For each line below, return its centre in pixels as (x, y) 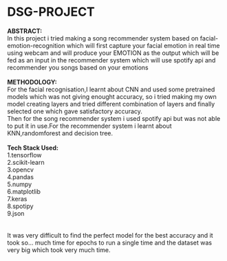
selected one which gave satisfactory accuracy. (75, 111)
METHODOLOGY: (32, 82)
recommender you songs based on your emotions (78, 67)
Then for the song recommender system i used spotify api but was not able (114, 118)
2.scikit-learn (26, 162)
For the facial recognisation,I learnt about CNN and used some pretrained (111, 89)
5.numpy (20, 184)
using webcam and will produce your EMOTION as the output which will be (113, 53)
